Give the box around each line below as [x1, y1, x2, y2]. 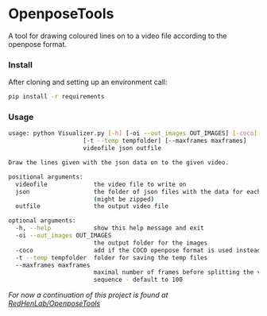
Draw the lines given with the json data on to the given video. [8, 159, 229, 167]
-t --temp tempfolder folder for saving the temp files [15, 253, 208, 262]
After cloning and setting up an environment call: [8, 77, 168, 87]
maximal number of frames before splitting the [93, 268, 254, 276]
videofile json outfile [83, 145, 161, 152]
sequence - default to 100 [93, 276, 183, 284]
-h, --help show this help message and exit [15, 224, 204, 233]
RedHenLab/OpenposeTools [8, 299, 101, 308]
